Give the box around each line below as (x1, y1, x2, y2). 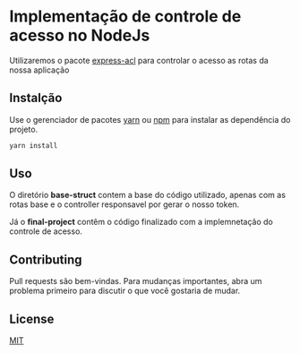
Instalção (9, 91, 63, 106)
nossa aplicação (9, 65, 70, 75)
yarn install (9, 141, 58, 150)
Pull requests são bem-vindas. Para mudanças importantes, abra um (9, 276, 262, 287)
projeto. (9, 124, 39, 134)
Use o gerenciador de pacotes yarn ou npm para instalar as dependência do (9, 114, 291, 125)
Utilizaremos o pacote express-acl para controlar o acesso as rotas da (9, 55, 269, 65)
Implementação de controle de (9, 6, 242, 27)
